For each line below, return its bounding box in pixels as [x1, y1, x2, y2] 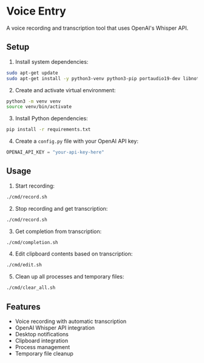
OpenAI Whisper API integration [15, 324, 95, 331]
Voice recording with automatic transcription [15, 317, 127, 325]
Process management [15, 344, 70, 350]
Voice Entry [6, 4, 67, 18]
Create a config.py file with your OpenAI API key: [15, 138, 138, 145]
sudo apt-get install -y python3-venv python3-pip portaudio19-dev [6, 75, 181, 81]
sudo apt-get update [6, 70, 59, 76]
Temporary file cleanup [15, 350, 74, 357]
